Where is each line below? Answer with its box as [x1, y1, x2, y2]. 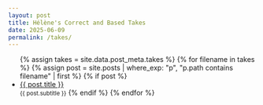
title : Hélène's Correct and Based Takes [8, 19, 146, 27]
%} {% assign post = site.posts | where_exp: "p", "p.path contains [19, 63, 234, 73]
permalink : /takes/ [8, 33, 72, 42]
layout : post [8, 11, 51, 20]
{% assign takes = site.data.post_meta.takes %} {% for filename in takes [19, 55, 255, 64]
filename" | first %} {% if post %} [19, 71, 128, 81]
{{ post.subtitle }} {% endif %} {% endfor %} [19, 88, 155, 98]
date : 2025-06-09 [8, 26, 65, 34]
